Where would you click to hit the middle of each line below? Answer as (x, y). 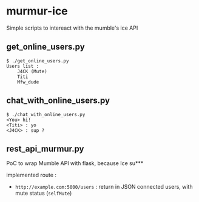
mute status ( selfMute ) (43, 193)
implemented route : (31, 175)
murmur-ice (37, 11)
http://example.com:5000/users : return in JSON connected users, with (104, 187)
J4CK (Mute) (32, 71)
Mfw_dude (28, 82)
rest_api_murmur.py (45, 148)
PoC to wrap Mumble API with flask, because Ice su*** (75, 163)
